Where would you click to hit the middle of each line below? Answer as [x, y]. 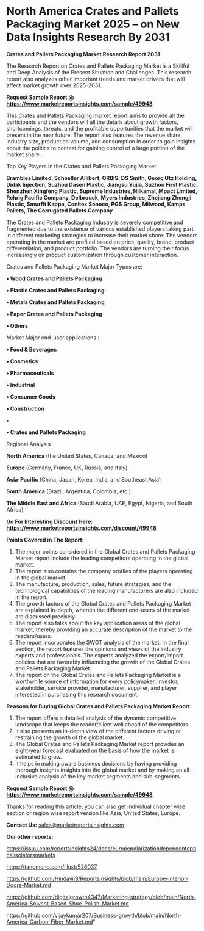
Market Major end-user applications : [53, 338]
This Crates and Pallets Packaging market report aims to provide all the [95, 115]
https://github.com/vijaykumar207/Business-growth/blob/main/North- [94, 915]
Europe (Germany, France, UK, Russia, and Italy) [67, 468]
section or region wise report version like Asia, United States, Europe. [93, 813]
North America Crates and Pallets [93, 11]
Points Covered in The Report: [45, 540]
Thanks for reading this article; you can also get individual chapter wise [96, 806]
